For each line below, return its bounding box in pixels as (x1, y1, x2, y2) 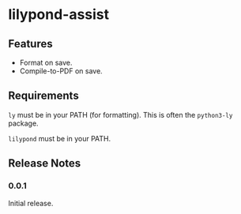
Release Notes (8, 156, 81, 171)
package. (8, 118, 39, 128)
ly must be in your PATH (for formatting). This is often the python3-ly (8, 110, 233, 119)
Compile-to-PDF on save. (19, 66, 103, 76)
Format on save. (19, 58, 73, 67)
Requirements (8, 89, 79, 103)
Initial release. (8, 198, 54, 208)
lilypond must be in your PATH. (8, 133, 111, 143)
